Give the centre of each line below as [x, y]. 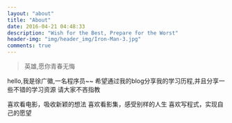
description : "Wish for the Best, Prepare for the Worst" [93, 33]
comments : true [29, 46]
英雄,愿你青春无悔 [49, 66]
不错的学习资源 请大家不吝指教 [57, 89]
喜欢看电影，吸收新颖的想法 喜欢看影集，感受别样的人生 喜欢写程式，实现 [112, 104]
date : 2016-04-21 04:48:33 [46, 26]
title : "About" [29, 20]
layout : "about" [31, 13]
